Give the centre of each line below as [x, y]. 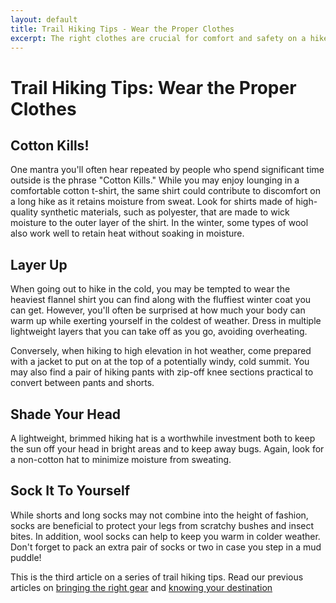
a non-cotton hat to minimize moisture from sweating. [121, 459]
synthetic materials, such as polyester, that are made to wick [165, 212]
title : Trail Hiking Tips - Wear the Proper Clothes [122, 29]
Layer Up [39, 264]
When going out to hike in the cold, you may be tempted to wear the [150, 289]
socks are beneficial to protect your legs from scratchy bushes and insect [162, 525]
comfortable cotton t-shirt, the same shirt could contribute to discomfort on [166, 191]
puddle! [26, 557]
